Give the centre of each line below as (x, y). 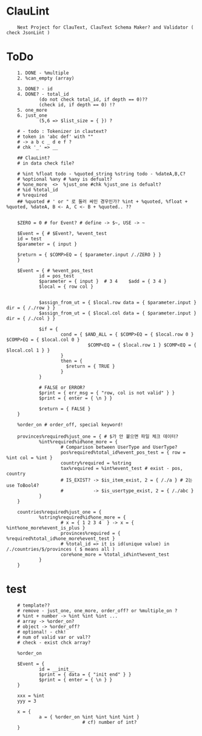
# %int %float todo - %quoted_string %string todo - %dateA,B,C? (102, 174)
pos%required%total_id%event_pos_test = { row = (123, 452)
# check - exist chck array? (54, 642)
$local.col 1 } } (28, 350)
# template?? (34, 605)
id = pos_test (56, 276)
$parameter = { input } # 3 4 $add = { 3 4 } (103, 281)
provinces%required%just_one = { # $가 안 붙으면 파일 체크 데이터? (98, 436)
